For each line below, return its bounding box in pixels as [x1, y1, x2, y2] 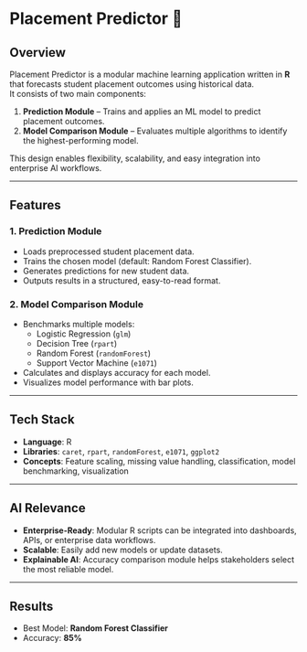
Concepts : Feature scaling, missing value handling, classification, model [22, 455, 296, 466]
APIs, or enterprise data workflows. [22, 534, 156, 545]
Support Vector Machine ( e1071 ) [36, 357, 158, 369]
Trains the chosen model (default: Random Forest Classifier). [22, 255, 252, 266]
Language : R [22, 436, 72, 447]
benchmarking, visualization [22, 465, 130, 476]
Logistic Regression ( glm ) [36, 328, 132, 339]
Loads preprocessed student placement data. [22, 246, 195, 257]
